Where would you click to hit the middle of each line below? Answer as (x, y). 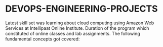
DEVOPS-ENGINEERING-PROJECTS (81, 9)
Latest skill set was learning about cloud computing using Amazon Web (80, 23)
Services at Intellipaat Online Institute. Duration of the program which (77, 28)
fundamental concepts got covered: (43, 39)
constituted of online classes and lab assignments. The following (73, 33)
